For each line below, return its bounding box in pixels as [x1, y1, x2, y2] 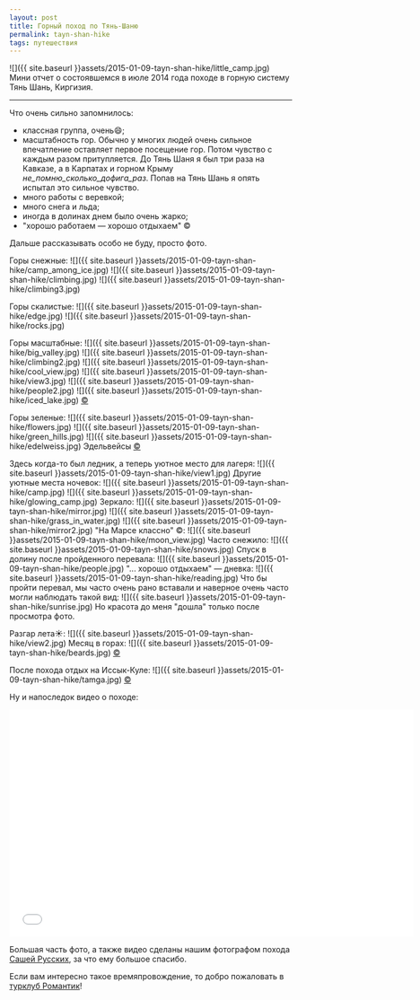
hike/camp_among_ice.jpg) [9, 265, 109, 276]
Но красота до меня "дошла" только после [94, 601, 260, 612]
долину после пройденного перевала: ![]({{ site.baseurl [9, 554, 221, 565]
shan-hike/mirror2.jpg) [9, 525, 93, 536]
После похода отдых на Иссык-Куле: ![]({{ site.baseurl [9, 665, 216, 676]
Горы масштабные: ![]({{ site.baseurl [9, 338, 148, 348]
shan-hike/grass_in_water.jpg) [9, 515, 121, 526]
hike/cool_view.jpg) [9, 366, 80, 377]
